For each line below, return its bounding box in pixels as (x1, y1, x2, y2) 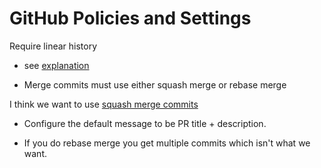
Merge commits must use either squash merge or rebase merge (23, 78, 287, 91)
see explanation (23, 59, 90, 71)
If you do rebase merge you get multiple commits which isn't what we (23, 137, 311, 149)
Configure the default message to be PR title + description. (23, 117, 267, 129)
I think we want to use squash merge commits (9, 98, 199, 110)
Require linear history (9, 40, 98, 52)
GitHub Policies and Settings (9, 7, 252, 30)
